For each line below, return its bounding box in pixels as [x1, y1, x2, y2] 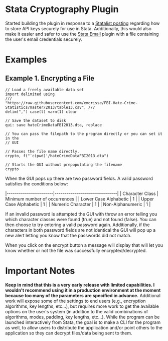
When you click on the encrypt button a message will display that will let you [5, 242, 163, 248]
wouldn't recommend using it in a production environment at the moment [5, 287, 161, 293]
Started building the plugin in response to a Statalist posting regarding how [5, 20, 160, 26]
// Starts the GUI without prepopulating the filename [5, 162, 122, 167]
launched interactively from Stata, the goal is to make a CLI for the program [5, 319, 161, 325]
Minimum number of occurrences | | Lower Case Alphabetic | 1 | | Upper [5, 195, 154, 202]
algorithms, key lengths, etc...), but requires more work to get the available [5, 303, 159, 309]
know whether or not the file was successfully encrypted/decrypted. [5, 247, 147, 253]
